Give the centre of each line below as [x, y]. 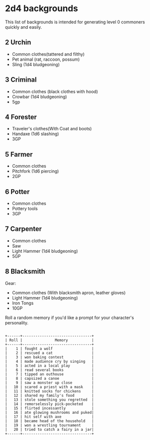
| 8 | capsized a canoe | [50, 378]
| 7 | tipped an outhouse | [50, 374]
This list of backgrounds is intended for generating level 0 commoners [75, 22]
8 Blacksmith [25, 272]
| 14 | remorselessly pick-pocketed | [50, 404]
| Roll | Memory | [50, 340]
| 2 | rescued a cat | [50, 353]
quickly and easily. [23, 27]
